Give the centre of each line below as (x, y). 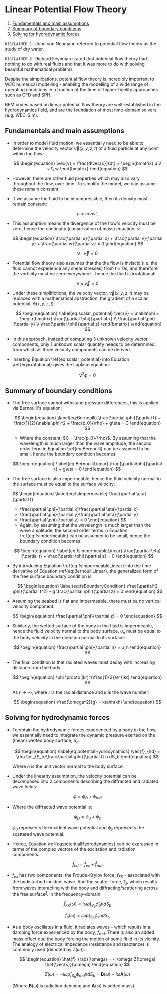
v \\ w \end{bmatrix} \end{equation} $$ (87, 168)
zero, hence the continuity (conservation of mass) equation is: (76, 228)
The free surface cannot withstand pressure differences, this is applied (85, 403)
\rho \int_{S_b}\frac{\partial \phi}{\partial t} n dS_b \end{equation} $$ (87, 756)
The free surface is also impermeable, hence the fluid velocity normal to (86, 479)
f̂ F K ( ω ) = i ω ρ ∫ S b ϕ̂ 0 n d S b (87, 905)
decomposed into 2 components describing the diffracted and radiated (85, 781)
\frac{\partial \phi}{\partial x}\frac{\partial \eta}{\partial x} (79, 509)
